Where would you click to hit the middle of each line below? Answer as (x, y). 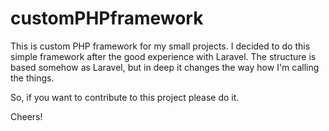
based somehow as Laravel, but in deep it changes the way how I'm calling (165, 67)
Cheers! (26, 116)
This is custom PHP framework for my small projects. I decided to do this (160, 46)
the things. (32, 78)
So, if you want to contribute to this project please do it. (125, 97)
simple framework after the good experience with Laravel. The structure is (163, 56)
